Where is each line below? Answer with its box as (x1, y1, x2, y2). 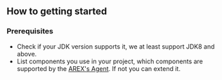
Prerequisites (6, 26, 53, 36)
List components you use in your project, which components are (16, 57, 203, 65)
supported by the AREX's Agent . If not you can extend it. (16, 64, 181, 72)
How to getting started (6, 6, 107, 17)
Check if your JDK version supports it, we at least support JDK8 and (16, 42, 215, 51)
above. (16, 49, 37, 58)
